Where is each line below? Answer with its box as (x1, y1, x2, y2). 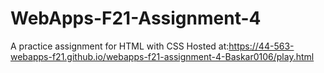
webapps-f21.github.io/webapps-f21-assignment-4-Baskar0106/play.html (10, 50, 315, 62)
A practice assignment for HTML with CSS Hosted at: (10, 40, 230, 52)
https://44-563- (228, 40, 295, 52)
